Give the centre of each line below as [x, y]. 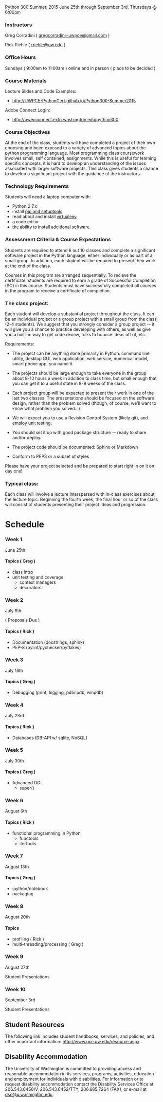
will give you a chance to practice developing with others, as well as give [78, 329]
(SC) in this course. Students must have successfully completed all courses [81, 285]
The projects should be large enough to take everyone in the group [79, 373]
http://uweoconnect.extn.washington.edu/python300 [65, 119]
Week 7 [14, 856]
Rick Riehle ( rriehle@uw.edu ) [35, 45]
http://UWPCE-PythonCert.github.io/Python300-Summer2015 [74, 100]
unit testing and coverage [38, 577]
